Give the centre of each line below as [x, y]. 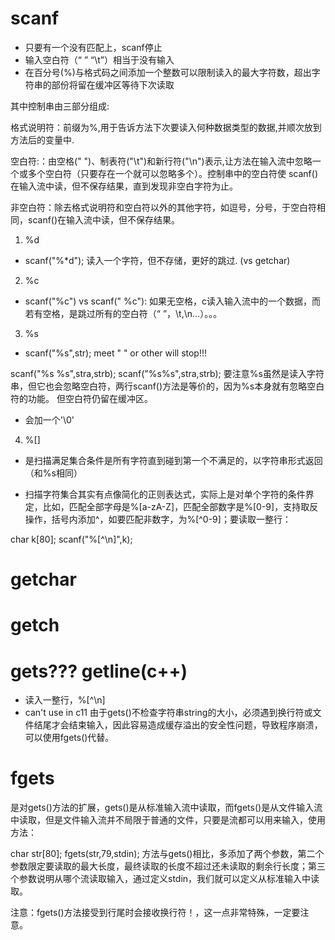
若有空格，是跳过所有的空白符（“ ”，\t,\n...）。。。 [123, 313]
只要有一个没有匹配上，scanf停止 [93, 47]
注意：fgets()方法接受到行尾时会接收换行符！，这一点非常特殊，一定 [151, 913]
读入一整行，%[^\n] [65, 700]
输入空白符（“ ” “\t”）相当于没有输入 [99, 59]
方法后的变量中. [42, 139]
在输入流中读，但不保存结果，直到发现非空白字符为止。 [124, 186]
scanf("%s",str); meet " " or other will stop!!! [116, 353]
